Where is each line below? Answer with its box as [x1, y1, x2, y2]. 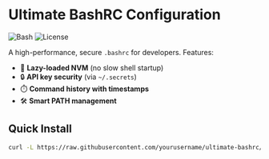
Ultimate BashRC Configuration [8, 6, 222, 24]
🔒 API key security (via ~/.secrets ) [19, 72, 138, 81]
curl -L [8, 143, 34, 151]
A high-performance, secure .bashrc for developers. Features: [8, 47, 215, 57]
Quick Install [8, 122, 72, 136]
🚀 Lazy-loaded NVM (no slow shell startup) [19, 62, 164, 73]
